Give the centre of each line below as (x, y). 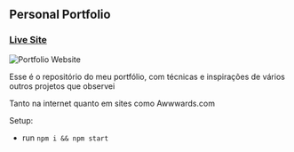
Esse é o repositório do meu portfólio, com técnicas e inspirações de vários (147, 76)
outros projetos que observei (62, 86)
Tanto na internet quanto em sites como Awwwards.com (112, 103)
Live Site (28, 40)
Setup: (21, 120)
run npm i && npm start (65, 138)
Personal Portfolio (60, 15)
